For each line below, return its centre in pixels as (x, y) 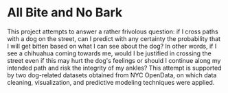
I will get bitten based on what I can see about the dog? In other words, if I (112, 46)
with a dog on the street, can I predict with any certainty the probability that (114, 38)
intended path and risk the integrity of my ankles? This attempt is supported (114, 68)
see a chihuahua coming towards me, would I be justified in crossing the (109, 53)
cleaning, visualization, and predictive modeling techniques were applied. (111, 82)
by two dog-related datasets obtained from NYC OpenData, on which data (112, 75)
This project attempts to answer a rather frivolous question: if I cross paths (113, 31)
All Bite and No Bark (65, 13)
